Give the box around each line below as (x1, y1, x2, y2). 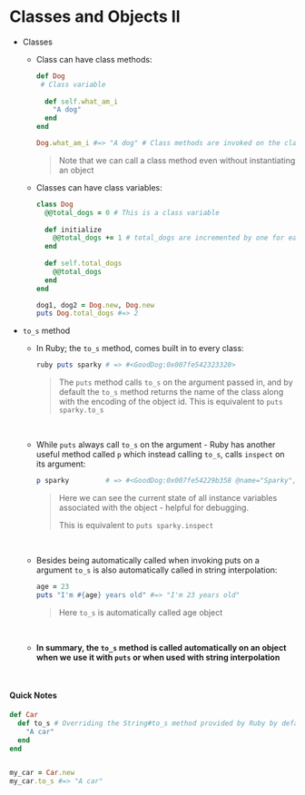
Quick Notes (9, 690, 57, 701)
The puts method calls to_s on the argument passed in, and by (58, 377, 293, 388)
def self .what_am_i (44, 97, 118, 106)
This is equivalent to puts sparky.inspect (58, 520, 214, 531)
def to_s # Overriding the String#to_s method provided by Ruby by (17, 719, 279, 728)
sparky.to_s (58, 406, 104, 415)
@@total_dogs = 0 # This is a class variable (44, 208, 220, 217)
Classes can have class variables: (35, 182, 163, 192)
